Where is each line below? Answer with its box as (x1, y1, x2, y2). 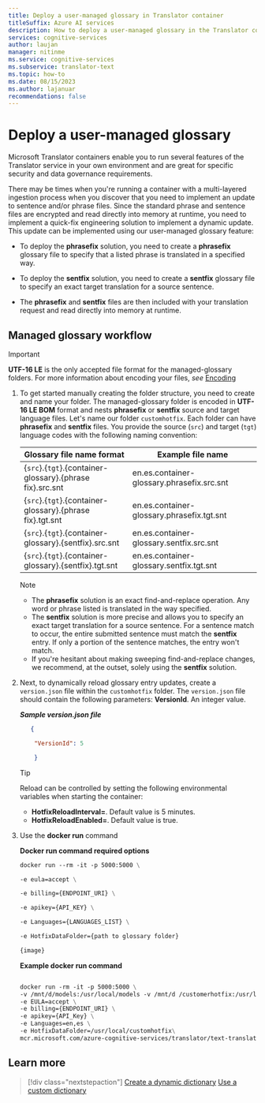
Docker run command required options (19, 846, 150, 855)
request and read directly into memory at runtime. (19, 305, 181, 316)
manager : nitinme (8, 48, 65, 56)
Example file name (157, 449, 229, 460)
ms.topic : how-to (8, 70, 65, 78)
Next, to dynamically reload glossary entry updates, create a (19, 678, 217, 687)
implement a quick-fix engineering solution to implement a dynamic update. (8, 218, 254, 227)
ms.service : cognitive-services (8, 56, 114, 64)
